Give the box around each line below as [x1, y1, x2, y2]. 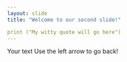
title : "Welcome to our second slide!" [7, 16, 122, 23]
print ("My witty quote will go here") [7, 29, 122, 35]
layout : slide [7, 10, 48, 17]
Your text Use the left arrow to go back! [7, 47, 119, 55]
